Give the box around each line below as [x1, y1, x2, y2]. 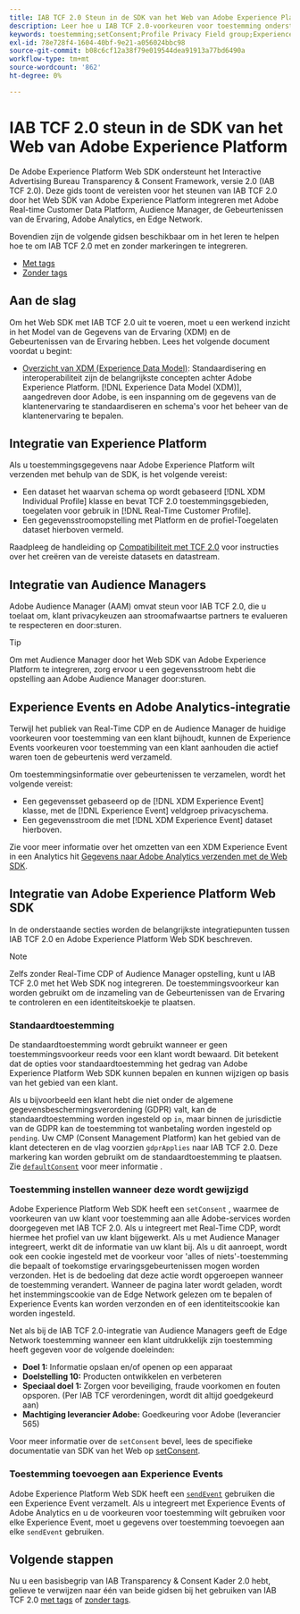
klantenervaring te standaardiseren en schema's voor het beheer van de [21, 400, 288, 411]
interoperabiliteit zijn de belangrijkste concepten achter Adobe [21, 372, 253, 382]
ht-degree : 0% [9, 71, 62, 80]
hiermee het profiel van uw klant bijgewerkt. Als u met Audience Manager [9, 1232, 279, 1243]
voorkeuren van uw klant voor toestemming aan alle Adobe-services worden [9, 1213, 291, 1224]
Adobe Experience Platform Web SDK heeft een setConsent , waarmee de [9, 1204, 279, 1215]
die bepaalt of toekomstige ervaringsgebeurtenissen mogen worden [9, 1261, 261, 1272]
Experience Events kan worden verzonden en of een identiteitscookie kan [9, 1299, 280, 1309]
